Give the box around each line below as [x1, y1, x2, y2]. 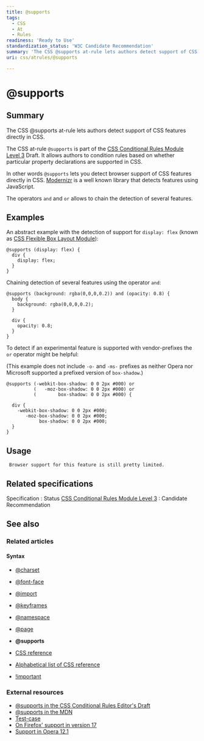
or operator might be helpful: [6, 351, 79, 358]
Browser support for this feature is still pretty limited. [9, 462, 165, 468]
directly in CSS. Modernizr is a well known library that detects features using [6, 176, 199, 183]
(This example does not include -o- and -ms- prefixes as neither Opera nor [6, 363, 193, 370]
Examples [6, 212, 44, 223]
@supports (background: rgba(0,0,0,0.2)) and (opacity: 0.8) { [6, 291, 171, 297]
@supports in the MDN [15, 708, 73, 715]
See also [6, 519, 40, 529]
